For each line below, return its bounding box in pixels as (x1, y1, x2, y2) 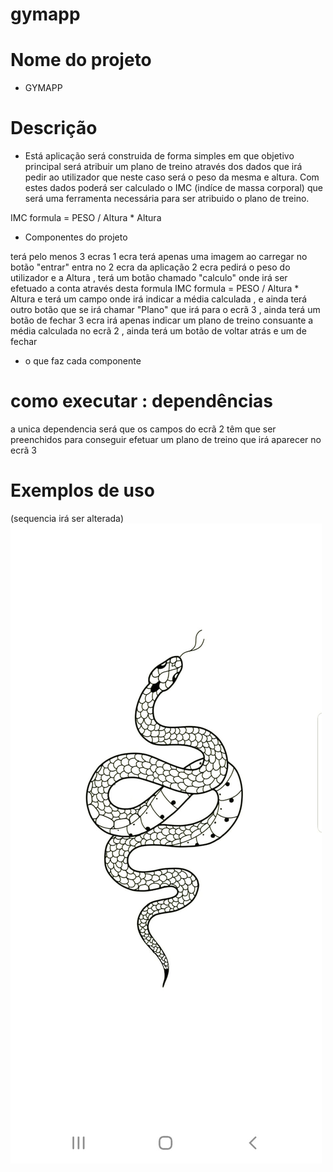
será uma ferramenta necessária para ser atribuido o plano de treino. (24, 193, 310, 205)
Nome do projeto (10, 49, 152, 72)
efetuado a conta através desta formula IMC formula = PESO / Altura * (10, 283, 300, 295)
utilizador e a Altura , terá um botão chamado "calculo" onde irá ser (10, 272, 288, 284)
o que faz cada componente (24, 355, 142, 367)
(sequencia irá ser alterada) (10, 512, 125, 524)
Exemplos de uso (10, 479, 155, 502)
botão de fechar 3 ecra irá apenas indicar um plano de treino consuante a (10, 314, 314, 327)
